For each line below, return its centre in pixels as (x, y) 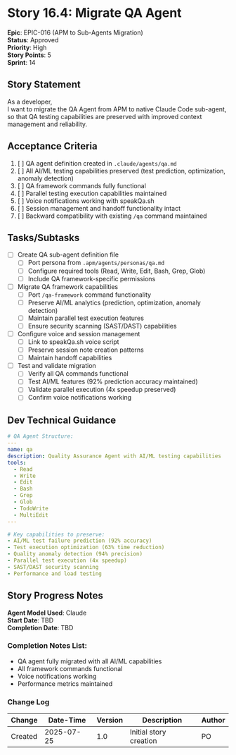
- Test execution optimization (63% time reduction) (86, 548)
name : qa (20, 450)
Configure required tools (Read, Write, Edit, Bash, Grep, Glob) (117, 271)
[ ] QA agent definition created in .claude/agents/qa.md (97, 163)
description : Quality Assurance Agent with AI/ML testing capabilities (114, 456)
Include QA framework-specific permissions (92, 278)
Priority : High (27, 47)
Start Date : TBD (31, 620)
